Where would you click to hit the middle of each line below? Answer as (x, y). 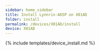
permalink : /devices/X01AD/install (43, 24)
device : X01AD (20, 29)
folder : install (22, 19)
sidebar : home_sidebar (29, 10)
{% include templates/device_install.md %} (50, 43)
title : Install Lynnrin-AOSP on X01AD (46, 15)
